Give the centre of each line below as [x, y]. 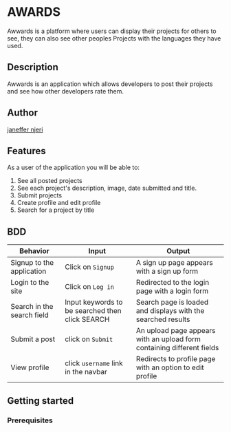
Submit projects [40, 195]
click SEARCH [87, 319]
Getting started [41, 401]
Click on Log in [90, 287]
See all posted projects [49, 181]
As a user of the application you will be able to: [73, 168]
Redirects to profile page [176, 359]
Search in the [32, 307]
